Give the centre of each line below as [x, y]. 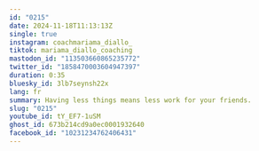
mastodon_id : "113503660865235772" [75, 59]
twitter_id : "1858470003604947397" [75, 68]
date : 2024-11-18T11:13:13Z [61, 26]
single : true [33, 34]
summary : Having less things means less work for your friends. [130, 100]
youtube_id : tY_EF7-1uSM [55, 116]
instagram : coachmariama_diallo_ [71, 42]
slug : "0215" [33, 108]
